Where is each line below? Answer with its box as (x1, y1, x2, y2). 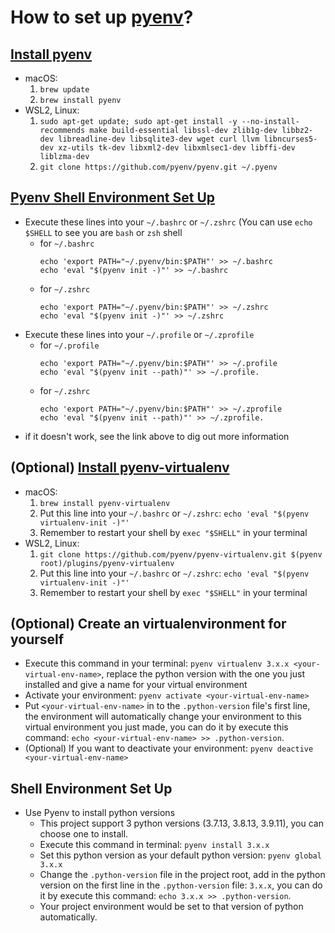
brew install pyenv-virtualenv (39, 498, 171, 508)
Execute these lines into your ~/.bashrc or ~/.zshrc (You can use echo (24, 216, 313, 228)
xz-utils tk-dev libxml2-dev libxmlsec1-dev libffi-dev (58, 143, 296, 153)
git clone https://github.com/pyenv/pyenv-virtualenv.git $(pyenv (39, 549, 323, 560)
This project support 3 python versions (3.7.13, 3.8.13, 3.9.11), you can (39, 817, 324, 830)
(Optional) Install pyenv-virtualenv (10, 459, 230, 476)
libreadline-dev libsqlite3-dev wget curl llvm (58, 134, 260, 144)
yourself (10, 631, 65, 648)
